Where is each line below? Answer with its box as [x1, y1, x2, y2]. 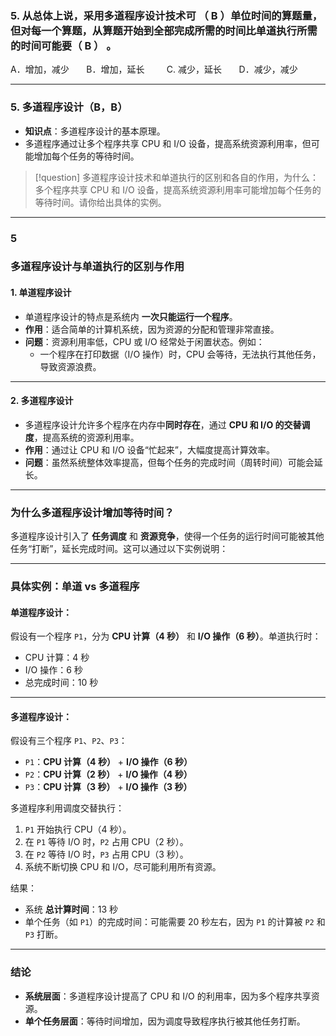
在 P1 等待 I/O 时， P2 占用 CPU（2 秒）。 [24, 836, 189, 848]
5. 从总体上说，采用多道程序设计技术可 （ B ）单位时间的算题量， [10, 8, 323, 22]
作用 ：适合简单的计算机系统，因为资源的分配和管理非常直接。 [24, 323, 280, 335]
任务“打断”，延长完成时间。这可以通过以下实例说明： [10, 543, 229, 555]
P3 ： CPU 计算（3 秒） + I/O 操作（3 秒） [24, 781, 193, 793]
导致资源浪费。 [39, 360, 102, 372]
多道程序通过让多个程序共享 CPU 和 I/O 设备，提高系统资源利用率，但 [24, 137, 312, 149]
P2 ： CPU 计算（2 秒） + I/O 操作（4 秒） [24, 768, 193, 781]
